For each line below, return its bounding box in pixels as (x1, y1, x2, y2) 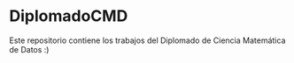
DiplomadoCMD (9, 6, 128, 26)
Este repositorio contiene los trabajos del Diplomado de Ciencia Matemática (9, 35, 286, 45)
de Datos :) (9, 44, 50, 54)
